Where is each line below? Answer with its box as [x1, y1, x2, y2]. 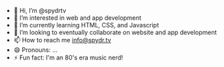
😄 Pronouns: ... [13, 46, 58, 54]
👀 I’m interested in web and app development [13, 14, 142, 22]
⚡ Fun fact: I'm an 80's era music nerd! [13, 53, 123, 62]
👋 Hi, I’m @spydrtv [13, 7, 66, 14]
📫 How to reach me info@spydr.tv [13, 36, 112, 44]
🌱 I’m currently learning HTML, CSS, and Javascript [13, 21, 160, 29]
